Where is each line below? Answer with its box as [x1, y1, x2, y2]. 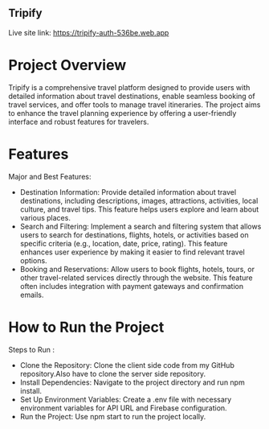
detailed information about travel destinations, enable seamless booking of [8, 91, 255, 101]
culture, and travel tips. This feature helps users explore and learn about [19, 204, 259, 214]
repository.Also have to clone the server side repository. [19, 369, 206, 378]
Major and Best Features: [8, 171, 92, 181]
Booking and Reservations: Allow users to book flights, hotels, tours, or [19, 264, 255, 274]
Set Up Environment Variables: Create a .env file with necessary [19, 394, 232, 404]
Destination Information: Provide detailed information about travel [19, 187, 237, 196]
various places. [19, 212, 71, 222]
